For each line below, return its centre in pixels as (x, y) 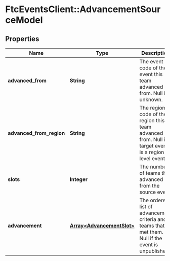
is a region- (154, 152)
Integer (79, 179)
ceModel (24, 20)
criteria (148, 219)
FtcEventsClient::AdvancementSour (83, 9)
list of (146, 207)
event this (151, 74)
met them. (151, 232)
